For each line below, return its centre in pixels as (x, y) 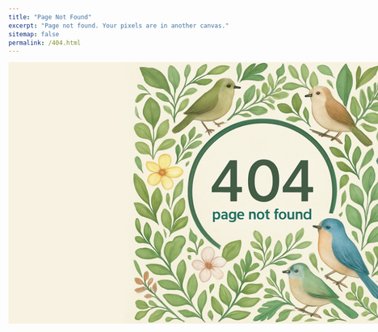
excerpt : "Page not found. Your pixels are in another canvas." (119, 25)
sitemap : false (34, 34)
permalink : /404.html (45, 43)
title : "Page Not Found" (50, 17)
